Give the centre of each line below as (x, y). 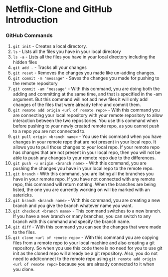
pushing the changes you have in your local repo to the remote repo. (83, 168)
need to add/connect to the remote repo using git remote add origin (84, 259)
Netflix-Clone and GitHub (59, 9)
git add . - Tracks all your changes (50, 67)
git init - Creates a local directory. (50, 46)
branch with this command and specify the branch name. (72, 221)
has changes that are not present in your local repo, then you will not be (87, 152)
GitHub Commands (29, 35)
